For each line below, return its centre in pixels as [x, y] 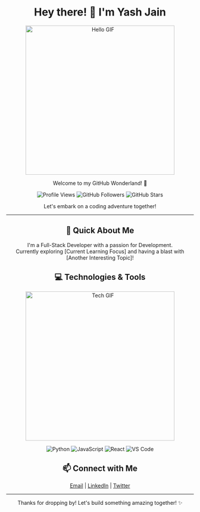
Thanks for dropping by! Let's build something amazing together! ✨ [100, 503]
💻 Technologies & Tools [100, 277]
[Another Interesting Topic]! [100, 257]
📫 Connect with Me [100, 468]
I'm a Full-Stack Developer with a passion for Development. [100, 245]
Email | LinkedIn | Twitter [100, 486]
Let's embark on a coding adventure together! [100, 206]
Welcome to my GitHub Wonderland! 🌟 [100, 183]
